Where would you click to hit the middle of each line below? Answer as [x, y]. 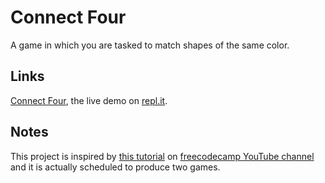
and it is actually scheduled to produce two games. [115, 167]
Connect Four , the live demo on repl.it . [89, 100]
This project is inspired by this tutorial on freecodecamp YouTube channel [162, 156]
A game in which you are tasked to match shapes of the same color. [150, 45]
